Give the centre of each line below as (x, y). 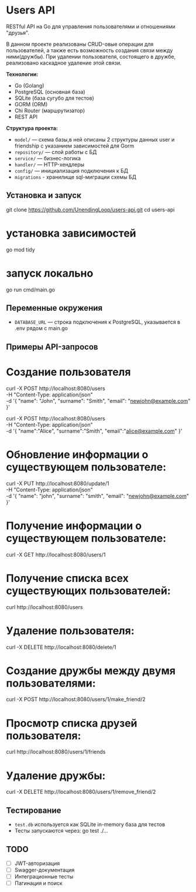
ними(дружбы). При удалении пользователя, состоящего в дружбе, (91, 56)
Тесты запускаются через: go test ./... (61, 831)
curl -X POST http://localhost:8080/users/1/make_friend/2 (76, 699)
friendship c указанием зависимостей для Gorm (74, 146)
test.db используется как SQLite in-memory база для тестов (90, 824)
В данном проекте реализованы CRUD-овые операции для (80, 44)
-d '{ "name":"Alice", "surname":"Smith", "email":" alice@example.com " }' (94, 431)
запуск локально (50, 273)
